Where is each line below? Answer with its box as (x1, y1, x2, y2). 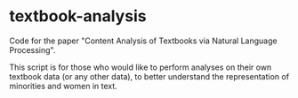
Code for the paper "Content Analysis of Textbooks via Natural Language (9, 35, 278, 46)
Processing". (9, 44, 56, 55)
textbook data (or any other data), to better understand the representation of (9, 71, 290, 81)
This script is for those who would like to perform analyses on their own (9, 62, 272, 72)
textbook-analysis (9, 6, 147, 26)
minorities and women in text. (9, 80, 117, 91)
